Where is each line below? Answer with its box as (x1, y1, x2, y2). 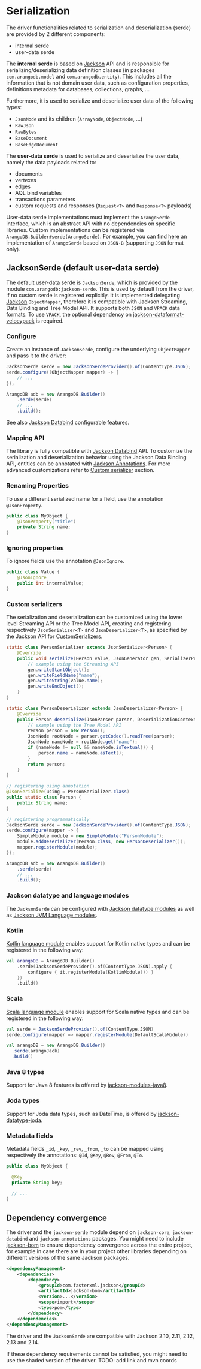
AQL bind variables (14, 189, 62, 196)
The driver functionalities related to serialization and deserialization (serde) (6, 24, 191, 31)
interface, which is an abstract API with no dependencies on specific (6, 220, 175, 227)
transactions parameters (14, 195, 76, 203)
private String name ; (17, 524, 71, 530)
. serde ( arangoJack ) (11, 1048, 60, 1054)
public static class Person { (6, 795, 82, 801)
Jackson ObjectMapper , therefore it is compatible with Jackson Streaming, (6, 298, 188, 305)
